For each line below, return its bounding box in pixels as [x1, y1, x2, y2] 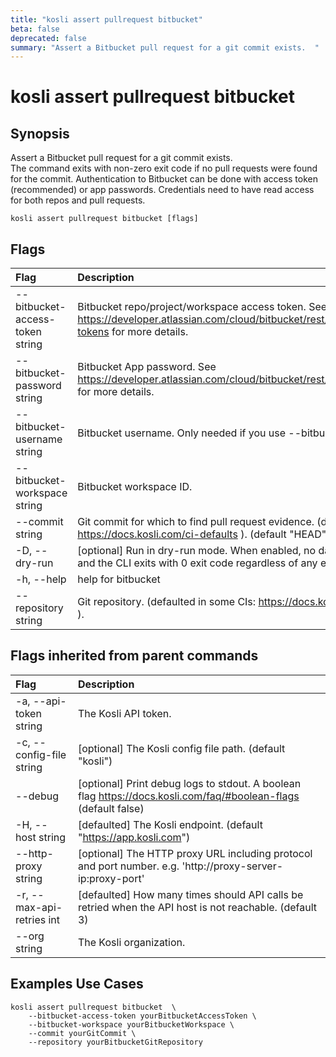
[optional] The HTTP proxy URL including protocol [77, 846, 313, 860]
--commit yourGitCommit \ [28, 1028, 137, 1038]
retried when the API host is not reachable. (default [77, 900, 318, 914]
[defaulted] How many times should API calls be [77, 887, 304, 901]
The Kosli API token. [77, 706, 172, 720]
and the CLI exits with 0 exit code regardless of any [77, 556, 318, 570]
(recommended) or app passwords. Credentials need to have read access [10, 184, 315, 196]
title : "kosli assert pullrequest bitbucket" [10, 14, 203, 25]
